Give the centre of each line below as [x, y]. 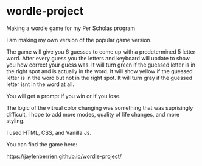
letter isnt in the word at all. [40, 84]
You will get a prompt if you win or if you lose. [64, 96]
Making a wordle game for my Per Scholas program [71, 28]
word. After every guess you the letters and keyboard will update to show [98, 58]
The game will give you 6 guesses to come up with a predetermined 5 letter [101, 52]
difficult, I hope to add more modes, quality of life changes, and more [93, 114]
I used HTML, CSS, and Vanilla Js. [49, 132]
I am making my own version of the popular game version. [79, 40]
